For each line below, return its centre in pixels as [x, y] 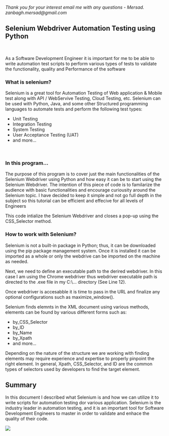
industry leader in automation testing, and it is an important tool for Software [84, 408]
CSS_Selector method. [29, 221]
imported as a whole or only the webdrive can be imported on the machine [83, 256]
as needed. [17, 261]
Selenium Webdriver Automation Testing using [80, 28]
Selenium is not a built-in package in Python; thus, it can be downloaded [80, 245]
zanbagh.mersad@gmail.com [36, 13]
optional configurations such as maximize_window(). [60, 297]
